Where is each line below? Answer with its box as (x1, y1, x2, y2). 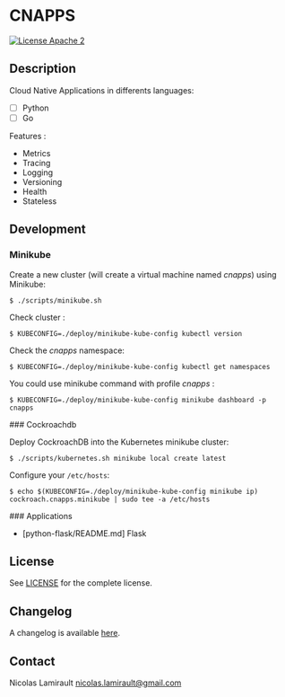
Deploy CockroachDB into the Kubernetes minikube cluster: (9, 437, 229, 447)
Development (9, 222, 87, 237)
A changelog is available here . (9, 628, 121, 639)
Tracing (22, 157, 51, 168)
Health (22, 186, 47, 197)
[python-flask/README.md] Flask (22, 527, 147, 539)
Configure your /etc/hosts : (9, 469, 110, 481)
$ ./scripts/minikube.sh (9, 296, 102, 305)
